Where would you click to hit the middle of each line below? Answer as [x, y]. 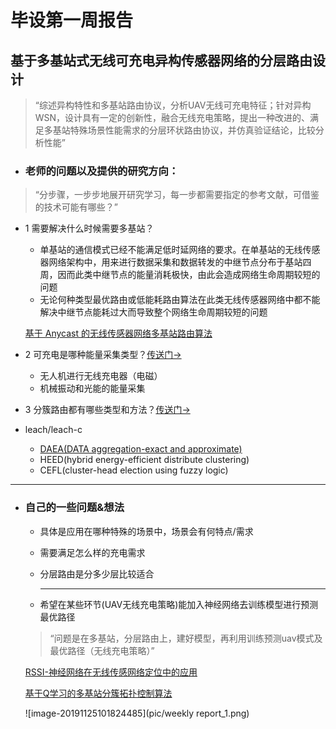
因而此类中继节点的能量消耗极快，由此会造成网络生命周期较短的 [189, 275]
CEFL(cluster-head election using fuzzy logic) [134, 470]
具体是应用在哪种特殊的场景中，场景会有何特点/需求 [146, 531]
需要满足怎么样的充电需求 [92, 552]
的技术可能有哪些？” [76, 207]
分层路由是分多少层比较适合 [97, 573]
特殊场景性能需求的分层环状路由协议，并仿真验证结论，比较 [192, 130]
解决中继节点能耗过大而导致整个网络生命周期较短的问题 [153, 312]
